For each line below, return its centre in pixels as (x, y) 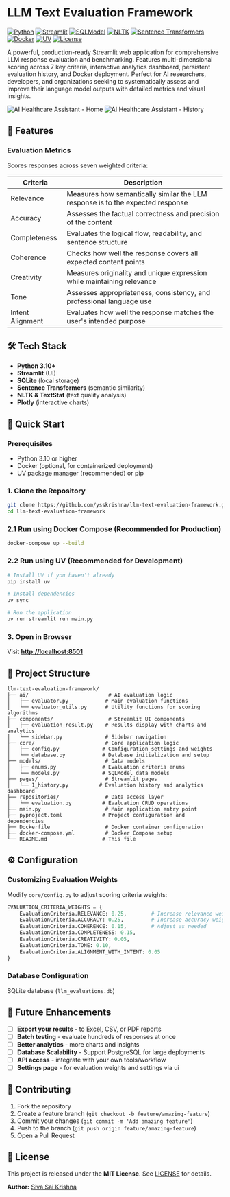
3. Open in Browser (39, 636)
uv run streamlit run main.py (50, 619)
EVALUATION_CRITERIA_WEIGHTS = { (55, 907)
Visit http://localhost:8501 (45, 652)
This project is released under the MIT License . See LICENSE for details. (110, 1173)
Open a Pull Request (46, 1135)
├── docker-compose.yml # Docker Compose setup (90, 833)
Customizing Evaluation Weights (63, 880)
